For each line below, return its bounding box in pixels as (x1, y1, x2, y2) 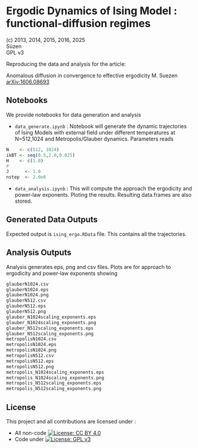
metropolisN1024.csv (6, 336, 57, 342)
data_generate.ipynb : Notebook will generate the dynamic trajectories (14, 123, 187, 130)
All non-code (14, 429, 47, 436)
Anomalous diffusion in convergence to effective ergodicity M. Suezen (6, 72, 178, 79)
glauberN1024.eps (6, 286, 49, 293)
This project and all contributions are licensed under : (6, 418, 136, 425)
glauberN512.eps (6, 303, 46, 309)
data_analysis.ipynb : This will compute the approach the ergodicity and (14, 185, 192, 192)
